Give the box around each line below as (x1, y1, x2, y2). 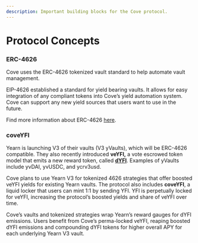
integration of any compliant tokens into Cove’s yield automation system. (6, 93, 183, 100)
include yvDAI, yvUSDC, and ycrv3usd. (6, 163, 102, 170)
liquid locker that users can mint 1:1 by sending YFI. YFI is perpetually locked (6, 187, 192, 195)
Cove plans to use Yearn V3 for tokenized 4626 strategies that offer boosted (6, 175, 193, 182)
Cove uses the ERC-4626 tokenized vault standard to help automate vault (6, 68, 186, 75)
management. (6, 75, 40, 82)
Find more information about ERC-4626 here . (6, 116, 116, 124)
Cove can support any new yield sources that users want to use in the (6, 98, 176, 106)
